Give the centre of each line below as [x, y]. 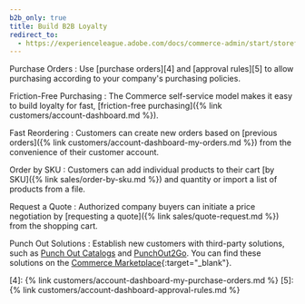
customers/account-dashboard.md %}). [84, 115]
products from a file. [48, 189]
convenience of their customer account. [84, 152]
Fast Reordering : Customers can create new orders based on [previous [143, 133]
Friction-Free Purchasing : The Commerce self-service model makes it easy [151, 96]
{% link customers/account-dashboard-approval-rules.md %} [125, 290]
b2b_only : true [38, 18]
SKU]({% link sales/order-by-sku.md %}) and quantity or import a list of [143, 180]
